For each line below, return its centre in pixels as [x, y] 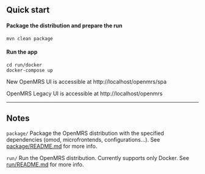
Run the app [22, 52]
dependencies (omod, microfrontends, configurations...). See [83, 139]
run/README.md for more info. [45, 164]
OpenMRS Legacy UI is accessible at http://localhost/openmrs [85, 93]
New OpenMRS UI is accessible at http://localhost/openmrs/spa [86, 81]
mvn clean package [30, 38]
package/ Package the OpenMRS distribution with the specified [85, 133]
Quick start [28, 10]
